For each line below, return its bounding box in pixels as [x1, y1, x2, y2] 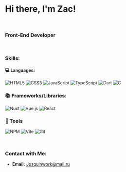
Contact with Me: [5, 150, 47, 157]
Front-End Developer [5, 32, 56, 38]
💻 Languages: [5, 67, 35, 73]
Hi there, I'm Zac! [5, 3, 76, 15]
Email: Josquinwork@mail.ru [12, 161, 70, 167]
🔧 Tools [5, 117, 23, 124]
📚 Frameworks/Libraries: [5, 93, 67, 99]
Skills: [5, 55, 20, 62]
